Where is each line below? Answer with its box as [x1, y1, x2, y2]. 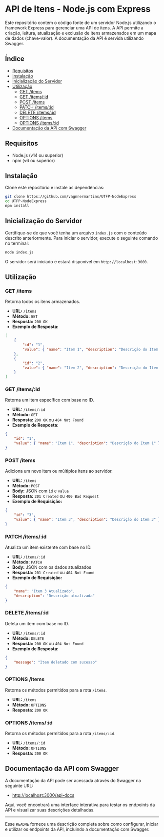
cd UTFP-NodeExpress [5, 199, 47, 204]
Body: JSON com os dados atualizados [12, 564, 92, 570]
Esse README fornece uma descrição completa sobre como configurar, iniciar [5, 821, 159, 827]
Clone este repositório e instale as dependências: [5, 185, 105, 191]
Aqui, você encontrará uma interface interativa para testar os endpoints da [5, 802, 155, 808]
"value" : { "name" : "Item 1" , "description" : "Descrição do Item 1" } [14, 441, 161, 446]
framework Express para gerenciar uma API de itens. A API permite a [5, 25, 144, 30]
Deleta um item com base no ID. [5, 620, 69, 626]
